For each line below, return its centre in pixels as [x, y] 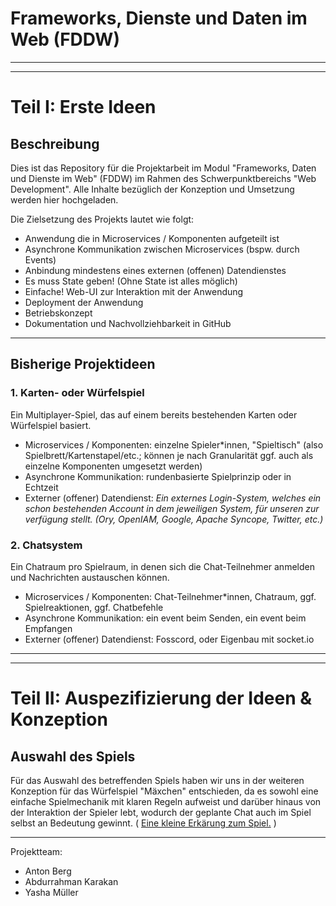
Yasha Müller [51, 892]
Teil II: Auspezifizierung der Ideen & [161, 698]
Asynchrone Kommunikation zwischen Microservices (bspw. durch [162, 249]
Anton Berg [48, 871]
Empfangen [48, 628]
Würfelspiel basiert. [51, 425]
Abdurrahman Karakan [71, 881]
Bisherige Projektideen [83, 364]
